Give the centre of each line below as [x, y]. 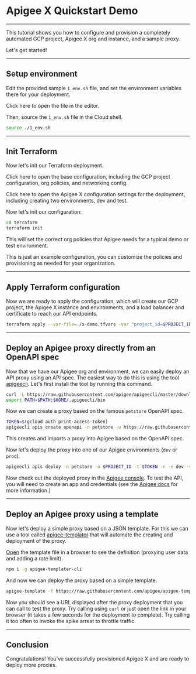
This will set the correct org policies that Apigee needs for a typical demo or [97, 240]
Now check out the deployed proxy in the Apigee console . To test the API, [95, 478]
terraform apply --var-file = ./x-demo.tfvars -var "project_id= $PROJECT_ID [99, 324]
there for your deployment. [38, 94]
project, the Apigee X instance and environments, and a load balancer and [95, 307]
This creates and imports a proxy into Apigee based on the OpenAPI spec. [95, 439]
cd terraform [22, 223]
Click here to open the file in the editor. [53, 105]
